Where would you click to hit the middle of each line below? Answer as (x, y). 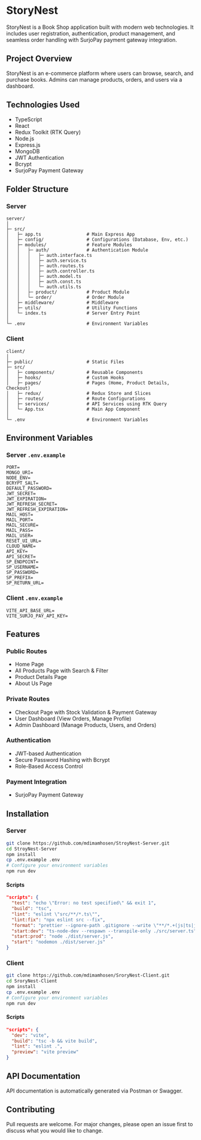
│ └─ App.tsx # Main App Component (73, 409)
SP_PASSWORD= (22, 573)
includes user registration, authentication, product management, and (91, 33)
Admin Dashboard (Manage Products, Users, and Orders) (86, 725)
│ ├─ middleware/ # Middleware (63, 303)
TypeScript (28, 119)
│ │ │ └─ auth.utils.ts (44, 287)
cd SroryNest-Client (32, 981)
